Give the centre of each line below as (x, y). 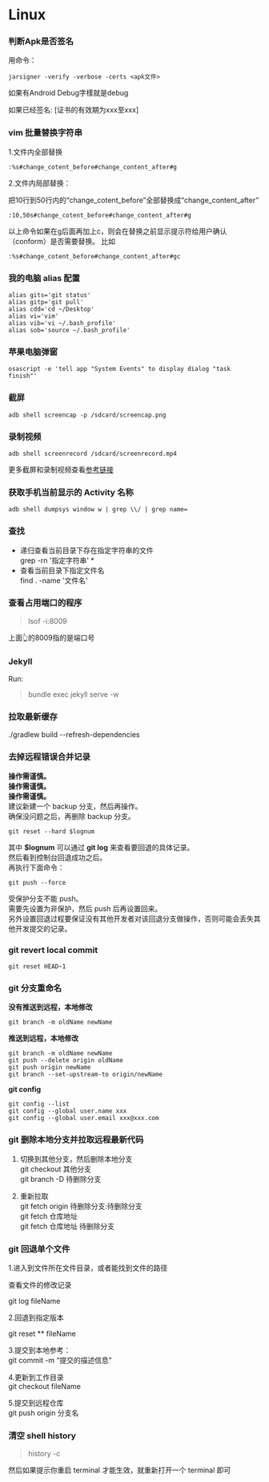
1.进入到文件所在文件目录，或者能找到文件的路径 (88, 1268)
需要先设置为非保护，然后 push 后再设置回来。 (85, 908)
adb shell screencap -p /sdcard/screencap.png (87, 415)
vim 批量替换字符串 (45, 132)
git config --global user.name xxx (68, 1111)
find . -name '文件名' (54, 580)
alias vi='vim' (34, 316)
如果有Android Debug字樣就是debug (68, 93)
